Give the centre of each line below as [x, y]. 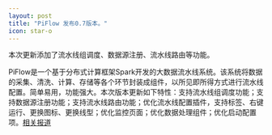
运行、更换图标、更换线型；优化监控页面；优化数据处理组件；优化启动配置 [132, 112]
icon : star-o [30, 31]
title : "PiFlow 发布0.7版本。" [58, 23]
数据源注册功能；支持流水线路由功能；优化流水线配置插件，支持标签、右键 [139, 103]
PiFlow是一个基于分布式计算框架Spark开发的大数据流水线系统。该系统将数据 [136, 72]
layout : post [30, 16]
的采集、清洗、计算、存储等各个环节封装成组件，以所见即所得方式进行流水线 [136, 82]
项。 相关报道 [30, 123]
